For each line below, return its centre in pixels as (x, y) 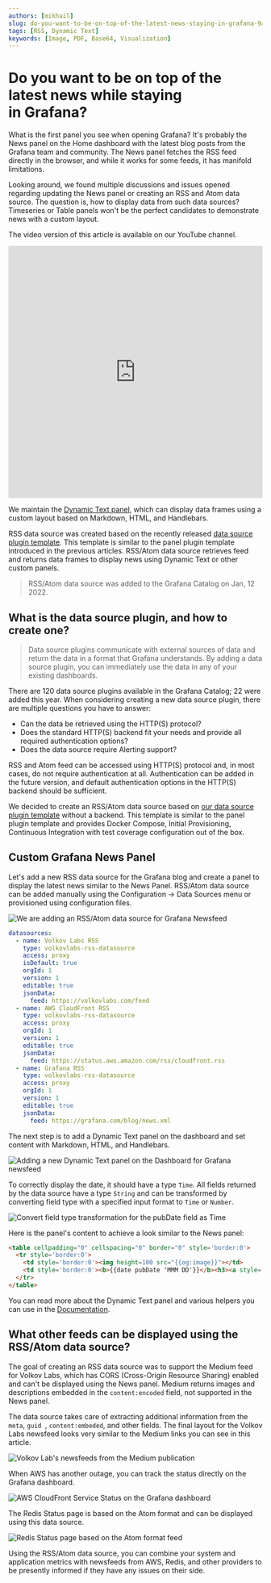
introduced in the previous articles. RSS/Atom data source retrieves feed (129, 551)
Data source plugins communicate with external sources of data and (142, 649)
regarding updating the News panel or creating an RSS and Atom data (124, 194)
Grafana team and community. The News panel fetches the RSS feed (123, 152)
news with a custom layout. (54, 219)
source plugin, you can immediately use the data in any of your (133, 667)
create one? (39, 630)
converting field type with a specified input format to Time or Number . (121, 1201)
